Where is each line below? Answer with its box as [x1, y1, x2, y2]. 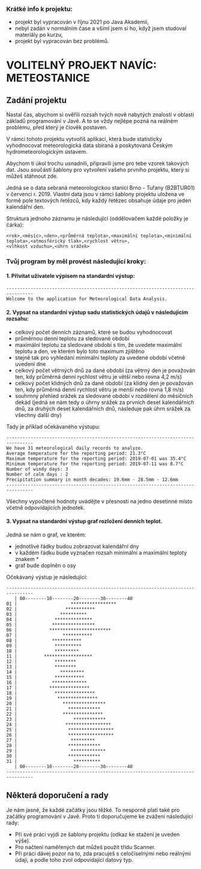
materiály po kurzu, [14, 31, 63, 38]
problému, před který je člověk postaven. [6, 124, 108, 131]
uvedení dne [14, 360, 46, 367]
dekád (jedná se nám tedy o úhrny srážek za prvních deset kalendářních [14, 398, 194, 406]
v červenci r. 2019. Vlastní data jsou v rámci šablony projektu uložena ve [6, 191, 185, 198]
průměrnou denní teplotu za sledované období [14, 335, 130, 342]
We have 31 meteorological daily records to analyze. [6, 445, 144, 451]
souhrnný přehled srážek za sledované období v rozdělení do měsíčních [14, 392, 193, 399]
